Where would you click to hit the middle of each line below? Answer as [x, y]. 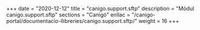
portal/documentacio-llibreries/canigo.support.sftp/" [72, 21]
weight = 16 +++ [159, 21]
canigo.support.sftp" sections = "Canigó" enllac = [68, 15]
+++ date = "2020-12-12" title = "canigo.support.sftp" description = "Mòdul [100, 9]
